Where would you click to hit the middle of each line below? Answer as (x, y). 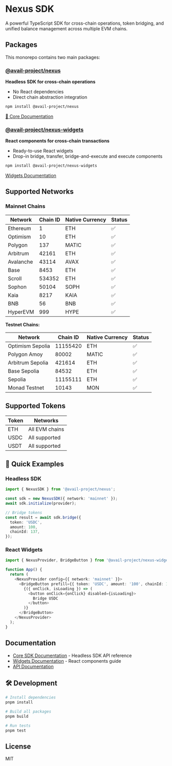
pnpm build (17, 716)
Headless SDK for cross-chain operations (50, 82)
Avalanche (20, 262)
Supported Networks (40, 191)
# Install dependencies (31, 698)
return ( (19, 574)
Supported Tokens (35, 406)
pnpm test (16, 731)
